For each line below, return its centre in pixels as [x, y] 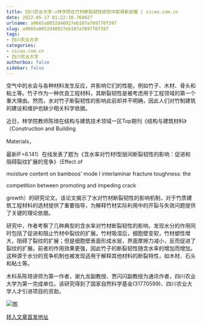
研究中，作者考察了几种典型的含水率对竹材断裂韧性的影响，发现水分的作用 [98, 226]
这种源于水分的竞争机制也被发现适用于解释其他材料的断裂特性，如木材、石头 [101, 256]
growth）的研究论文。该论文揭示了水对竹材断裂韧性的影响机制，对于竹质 [97, 198]
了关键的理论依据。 [30, 213]
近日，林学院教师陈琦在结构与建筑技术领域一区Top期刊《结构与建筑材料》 [96, 121]
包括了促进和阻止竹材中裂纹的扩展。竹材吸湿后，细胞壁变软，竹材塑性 [98, 233]
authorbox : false [28, 62]
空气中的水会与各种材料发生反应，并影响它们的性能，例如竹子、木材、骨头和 [101, 86]
